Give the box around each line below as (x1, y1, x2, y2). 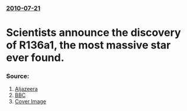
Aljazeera (14, 86, 38, 93)
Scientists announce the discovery (6, 26, 182, 40)
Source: (6, 72, 30, 80)
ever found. (6, 51, 65, 64)
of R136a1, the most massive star (6, 38, 171, 52)
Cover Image (14, 98, 46, 105)
